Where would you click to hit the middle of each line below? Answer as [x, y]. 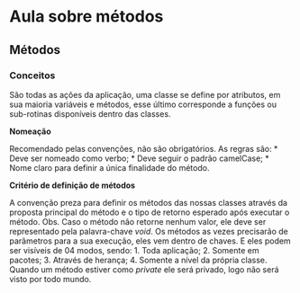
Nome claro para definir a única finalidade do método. [109, 167]
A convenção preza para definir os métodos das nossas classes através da [149, 202]
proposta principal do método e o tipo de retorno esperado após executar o [150, 212]
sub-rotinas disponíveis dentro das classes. [90, 113]
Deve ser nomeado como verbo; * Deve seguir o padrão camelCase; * [140, 158]
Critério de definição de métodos [73, 185]
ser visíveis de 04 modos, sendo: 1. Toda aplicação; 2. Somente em [134, 250]
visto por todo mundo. [50, 279]
